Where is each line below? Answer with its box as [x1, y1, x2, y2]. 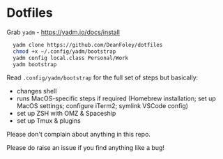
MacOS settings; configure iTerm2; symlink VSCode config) [16, 102, 189, 110]
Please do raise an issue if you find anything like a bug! [6, 144, 165, 152]
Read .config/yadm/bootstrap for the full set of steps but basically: [6, 73, 199, 82]
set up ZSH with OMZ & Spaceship [16, 109, 116, 118]
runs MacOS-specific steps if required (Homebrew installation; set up [16, 94, 217, 103]
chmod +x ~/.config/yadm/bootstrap [13, 47, 116, 55]
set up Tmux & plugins [16, 116, 81, 125]
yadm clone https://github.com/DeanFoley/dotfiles [13, 41, 163, 48]
